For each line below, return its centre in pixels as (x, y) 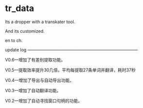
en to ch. (14, 40)
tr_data (20, 8)
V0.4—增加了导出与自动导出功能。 (40, 80)
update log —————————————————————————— (71, 50)
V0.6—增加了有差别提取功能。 (35, 60)
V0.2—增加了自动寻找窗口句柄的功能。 (44, 101)
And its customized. (25, 31)
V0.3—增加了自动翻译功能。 (33, 90)
